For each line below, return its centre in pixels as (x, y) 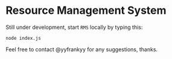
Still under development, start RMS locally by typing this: (74, 27)
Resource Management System (86, 11)
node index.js (24, 38)
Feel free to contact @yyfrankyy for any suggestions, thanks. (82, 49)
